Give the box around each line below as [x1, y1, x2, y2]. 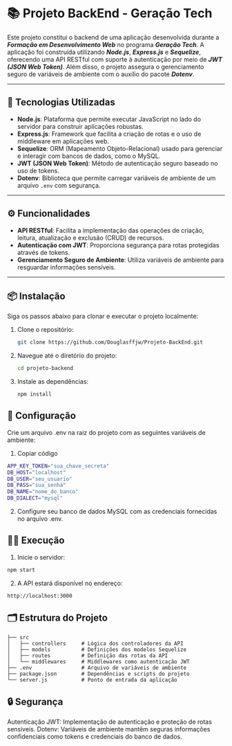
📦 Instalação [7, 290, 66, 302]
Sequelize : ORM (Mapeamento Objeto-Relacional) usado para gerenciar [17, 144, 223, 152]
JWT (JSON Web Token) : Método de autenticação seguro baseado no [17, 159, 218, 167]
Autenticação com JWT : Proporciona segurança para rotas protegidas [17, 240, 220, 249]
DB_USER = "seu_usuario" [7, 475, 72, 482]
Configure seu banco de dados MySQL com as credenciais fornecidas [17, 507, 217, 516]
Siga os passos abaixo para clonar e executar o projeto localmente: [7, 312, 199, 321]
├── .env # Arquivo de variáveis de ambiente [7, 664, 187, 671]
